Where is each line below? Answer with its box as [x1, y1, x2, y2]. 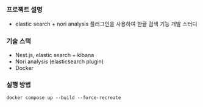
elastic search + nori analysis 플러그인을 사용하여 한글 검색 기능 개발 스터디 [15, 20, 198, 28]
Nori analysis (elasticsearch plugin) [15, 58, 104, 65]
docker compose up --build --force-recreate [6, 94, 121, 101]
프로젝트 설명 [6, 5, 43, 13]
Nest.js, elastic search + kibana [15, 51, 94, 58]
